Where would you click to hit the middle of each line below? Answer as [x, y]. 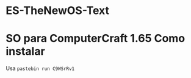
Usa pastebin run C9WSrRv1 [40, 68]
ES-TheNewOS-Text [57, 11]
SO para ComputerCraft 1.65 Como [95, 39]
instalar [25, 51]
